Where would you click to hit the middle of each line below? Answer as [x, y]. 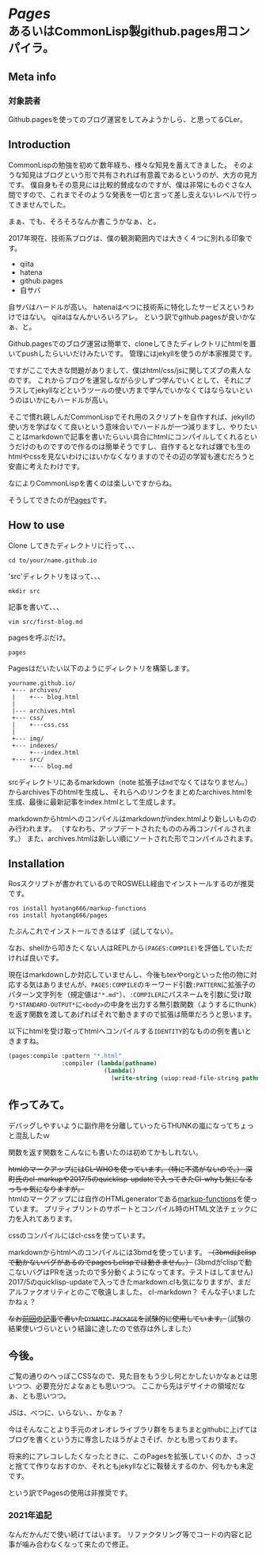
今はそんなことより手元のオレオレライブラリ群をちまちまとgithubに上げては [133, 1429]
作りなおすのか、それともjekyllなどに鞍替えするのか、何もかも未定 [144, 1467]
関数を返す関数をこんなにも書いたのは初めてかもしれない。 [105, 1152]
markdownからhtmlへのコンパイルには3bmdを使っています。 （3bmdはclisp [132, 1252]
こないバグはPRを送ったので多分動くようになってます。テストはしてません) [131, 1272]
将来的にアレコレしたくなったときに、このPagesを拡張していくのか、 [122, 1456]
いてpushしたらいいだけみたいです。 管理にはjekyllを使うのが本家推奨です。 [132, 353]
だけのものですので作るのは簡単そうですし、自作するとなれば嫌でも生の [133, 446]
